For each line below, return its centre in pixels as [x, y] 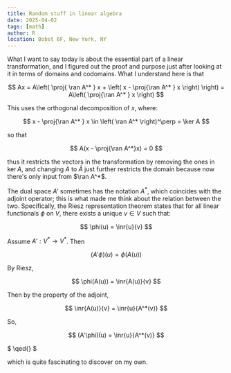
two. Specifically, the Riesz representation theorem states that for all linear [113, 206]
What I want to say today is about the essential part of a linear [95, 59]
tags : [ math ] [26, 26]
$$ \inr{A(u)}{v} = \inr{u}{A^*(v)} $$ [116, 309]
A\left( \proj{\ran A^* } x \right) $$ [116, 95]
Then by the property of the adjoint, [58, 295]
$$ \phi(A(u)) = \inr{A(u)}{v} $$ [116, 281]
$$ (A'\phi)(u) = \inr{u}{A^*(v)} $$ [116, 335]
